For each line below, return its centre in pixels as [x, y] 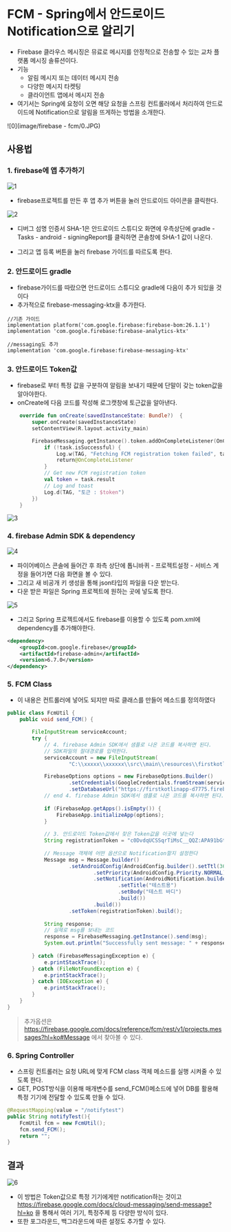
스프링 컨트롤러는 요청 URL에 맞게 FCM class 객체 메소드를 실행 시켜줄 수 [115, 1071]
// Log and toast [69, 486]
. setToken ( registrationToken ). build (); [126, 911]
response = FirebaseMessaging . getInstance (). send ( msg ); [125, 937]
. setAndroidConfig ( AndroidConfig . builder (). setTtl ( [144, 866]
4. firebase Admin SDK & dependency [71, 536]
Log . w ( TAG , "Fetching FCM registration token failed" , [136, 454]
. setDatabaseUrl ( [93, 789]
